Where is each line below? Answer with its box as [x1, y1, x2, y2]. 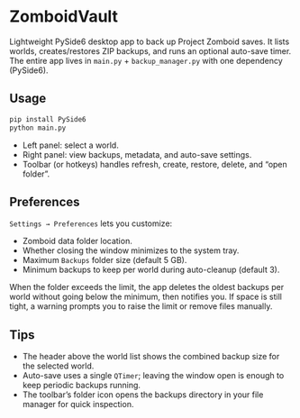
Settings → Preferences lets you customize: [9, 218, 173, 229]
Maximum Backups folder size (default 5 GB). [22, 255, 187, 266]
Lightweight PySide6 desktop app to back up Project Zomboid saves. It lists [9, 36, 290, 47]
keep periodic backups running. [22, 380, 141, 391]
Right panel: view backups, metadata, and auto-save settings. [22, 149, 252, 159]
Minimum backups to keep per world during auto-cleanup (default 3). [22, 264, 280, 276]
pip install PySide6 [9, 114, 87, 123]
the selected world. [22, 360, 95, 371]
